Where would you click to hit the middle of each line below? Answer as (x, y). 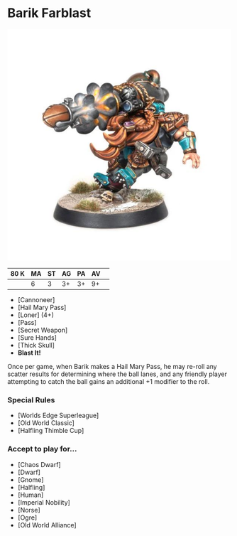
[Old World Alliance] (47, 525)
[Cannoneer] (36, 299)
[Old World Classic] (46, 423)
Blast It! (29, 353)
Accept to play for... (42, 449)
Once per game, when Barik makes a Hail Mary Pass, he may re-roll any (112, 366)
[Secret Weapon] (43, 330)
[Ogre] (27, 518)
